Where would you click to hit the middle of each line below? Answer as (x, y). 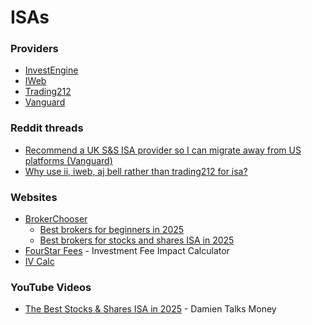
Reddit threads (47, 128)
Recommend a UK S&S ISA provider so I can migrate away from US (163, 150)
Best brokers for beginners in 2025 (112, 230)
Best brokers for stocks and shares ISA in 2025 (137, 240)
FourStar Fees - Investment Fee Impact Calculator (127, 251)
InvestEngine (51, 70)
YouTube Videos (51, 287)
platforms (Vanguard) (68, 160)
